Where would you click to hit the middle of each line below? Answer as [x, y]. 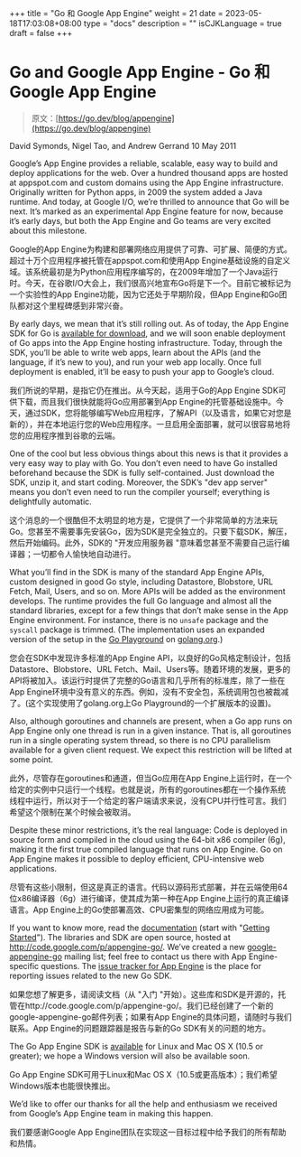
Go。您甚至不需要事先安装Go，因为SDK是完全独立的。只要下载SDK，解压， [150, 531]
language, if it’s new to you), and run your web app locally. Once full [135, 362]
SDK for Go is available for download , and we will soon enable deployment [147, 333]
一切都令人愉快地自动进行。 [84, 554]
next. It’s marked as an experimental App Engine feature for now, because [146, 211]
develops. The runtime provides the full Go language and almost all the [141, 601]
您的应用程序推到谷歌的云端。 [64, 435]
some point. [32, 759]
